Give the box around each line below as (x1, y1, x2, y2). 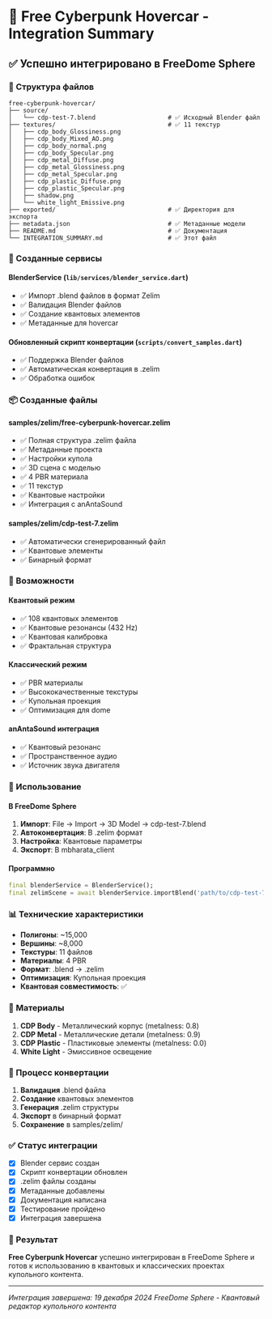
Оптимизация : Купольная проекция (19, 973, 146, 983)
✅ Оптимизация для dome (19, 704, 111, 715)
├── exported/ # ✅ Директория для (8, 206, 235, 214)
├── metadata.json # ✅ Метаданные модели (8, 219, 246, 228)
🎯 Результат (8, 1234, 58, 1245)
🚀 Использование (8, 781, 82, 792)
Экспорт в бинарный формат (19, 1111, 121, 1121)
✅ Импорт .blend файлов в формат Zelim (19, 291, 160, 300)
